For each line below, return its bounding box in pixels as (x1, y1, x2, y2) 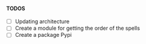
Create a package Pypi (14, 32, 72, 39)
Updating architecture (14, 18, 70, 25)
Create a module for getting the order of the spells (14, 24, 141, 32)
